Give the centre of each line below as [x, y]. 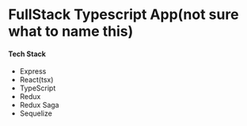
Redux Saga [39, 105]
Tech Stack [27, 54]
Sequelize [36, 113]
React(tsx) [36, 80]
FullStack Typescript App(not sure [123, 15]
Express [33, 71]
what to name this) [71, 31]
